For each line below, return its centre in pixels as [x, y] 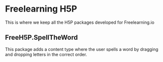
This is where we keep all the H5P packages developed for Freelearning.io [80, 22]
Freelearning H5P [41, 9]
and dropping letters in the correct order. [46, 54]
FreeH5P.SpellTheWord [41, 38]
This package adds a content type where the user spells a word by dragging [82, 49]
